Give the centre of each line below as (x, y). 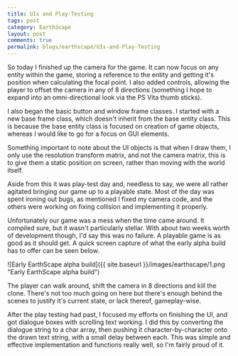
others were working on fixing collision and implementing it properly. (108, 206)
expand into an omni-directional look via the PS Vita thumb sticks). (105, 97)
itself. (15, 170)
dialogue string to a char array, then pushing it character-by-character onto (118, 330)
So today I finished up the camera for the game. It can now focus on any (113, 67)
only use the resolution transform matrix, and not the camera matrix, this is (117, 155)
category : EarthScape (39, 27)
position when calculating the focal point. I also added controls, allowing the (118, 82)
